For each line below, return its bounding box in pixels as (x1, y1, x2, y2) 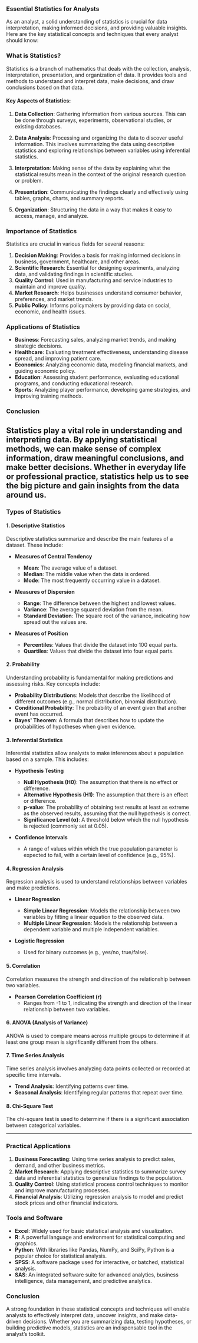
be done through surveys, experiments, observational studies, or (14, 117, 172, 124)
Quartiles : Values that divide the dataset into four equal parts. (23, 647, 174, 654)
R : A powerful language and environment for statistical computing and (14, 1233, 185, 1241)
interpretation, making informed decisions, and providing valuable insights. (6, 24, 187, 31)
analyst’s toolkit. (6, 1331, 45, 1338)
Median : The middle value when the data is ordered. (23, 570, 151, 577)
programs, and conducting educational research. (14, 380, 134, 387)
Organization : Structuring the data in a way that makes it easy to (14, 206, 172, 213)
